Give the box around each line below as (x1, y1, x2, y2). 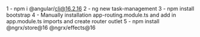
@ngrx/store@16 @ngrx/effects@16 (6, 24, 95, 31)
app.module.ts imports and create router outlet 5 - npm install (6, 18, 160, 24)
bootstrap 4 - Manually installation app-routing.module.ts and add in (6, 11, 176, 18)
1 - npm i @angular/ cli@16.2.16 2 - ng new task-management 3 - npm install (6, 5, 195, 12)
